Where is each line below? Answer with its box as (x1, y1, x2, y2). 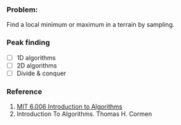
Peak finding (6, 38, 50, 48)
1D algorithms (16, 53, 56, 61)
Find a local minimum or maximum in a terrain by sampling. (6, 21, 175, 29)
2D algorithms (16, 61, 57, 70)
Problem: (6, 5, 38, 15)
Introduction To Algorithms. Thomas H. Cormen (16, 110, 153, 118)
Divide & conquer (16, 69, 67, 77)
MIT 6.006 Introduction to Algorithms (16, 102, 123, 111)
